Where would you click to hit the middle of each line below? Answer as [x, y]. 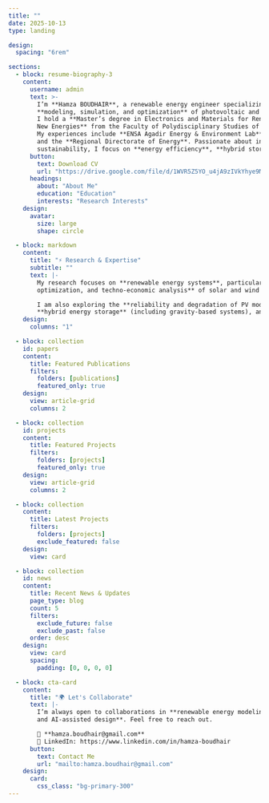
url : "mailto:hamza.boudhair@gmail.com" [105, 764]
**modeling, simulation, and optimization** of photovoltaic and [149, 112]
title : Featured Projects [72, 446]
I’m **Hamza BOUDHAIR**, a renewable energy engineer [128, 104]
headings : [46, 179]
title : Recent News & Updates [80, 594]
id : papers [41, 349]
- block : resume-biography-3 [64, 75]
